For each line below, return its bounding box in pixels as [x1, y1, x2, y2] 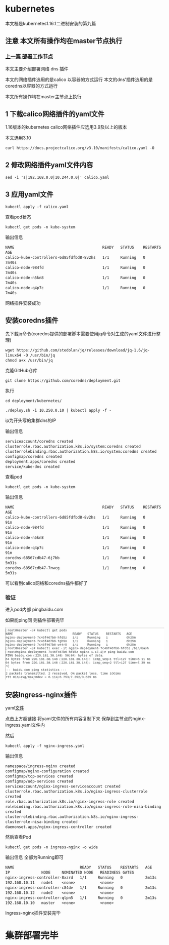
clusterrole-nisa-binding [5, 819, 60, 824]
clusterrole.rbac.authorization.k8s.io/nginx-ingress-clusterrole [5, 789, 148, 794]
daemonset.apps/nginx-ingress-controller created [5, 824, 112, 830]
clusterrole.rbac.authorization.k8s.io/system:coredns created [5, 444, 141, 449]
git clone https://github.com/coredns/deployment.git [5, 378, 121, 383]
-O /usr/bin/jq [23, 352, 55, 358]
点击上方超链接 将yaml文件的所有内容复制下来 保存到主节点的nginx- [5, 716, 146, 722]
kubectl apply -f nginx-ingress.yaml [5, 743, 85, 749]
